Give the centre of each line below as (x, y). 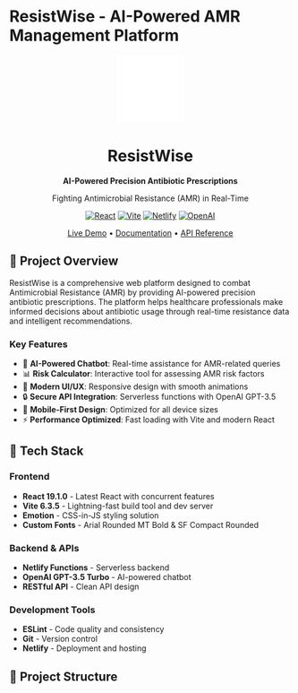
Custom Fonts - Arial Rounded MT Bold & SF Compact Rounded (140, 524)
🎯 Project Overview (64, 261)
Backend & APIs (44, 548)
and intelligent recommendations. (71, 321)
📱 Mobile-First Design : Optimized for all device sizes (120, 409)
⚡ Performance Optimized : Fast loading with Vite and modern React (149, 420)
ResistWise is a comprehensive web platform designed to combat (130, 282)
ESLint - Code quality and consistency (93, 629)
